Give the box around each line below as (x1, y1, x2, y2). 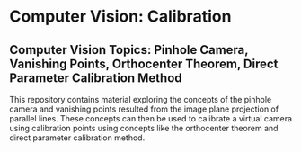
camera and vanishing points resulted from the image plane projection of (9, 103, 279, 114)
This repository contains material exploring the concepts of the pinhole (9, 94, 272, 104)
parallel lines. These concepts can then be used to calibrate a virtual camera (9, 113, 293, 123)
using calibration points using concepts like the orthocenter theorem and (9, 123, 279, 133)
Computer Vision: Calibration (9, 6, 232, 27)
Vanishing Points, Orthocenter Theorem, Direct (9, 56, 279, 71)
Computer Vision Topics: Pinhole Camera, (9, 42, 249, 58)
